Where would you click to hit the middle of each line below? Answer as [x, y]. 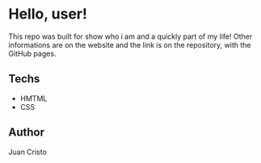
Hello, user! [48, 14]
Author [26, 133]
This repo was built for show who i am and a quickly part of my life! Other [130, 36]
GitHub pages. [32, 53]
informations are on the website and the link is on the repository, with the [130, 44]
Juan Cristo [27, 152]
